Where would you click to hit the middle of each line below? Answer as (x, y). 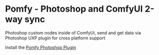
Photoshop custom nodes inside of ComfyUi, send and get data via (73, 33)
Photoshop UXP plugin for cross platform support (55, 38)
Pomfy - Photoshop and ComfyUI (74, 9)
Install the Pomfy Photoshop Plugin (41, 47)
